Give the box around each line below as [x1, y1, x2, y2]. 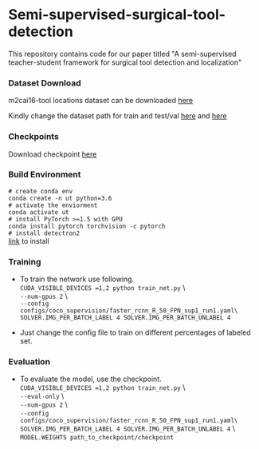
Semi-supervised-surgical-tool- [8, 6, 226, 24]
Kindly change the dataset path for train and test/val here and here [8, 111, 227, 121]
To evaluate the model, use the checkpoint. [19, 374, 162, 384]
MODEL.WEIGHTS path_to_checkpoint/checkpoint [19, 434, 174, 442]
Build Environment [8, 169, 81, 181]
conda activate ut [8, 208, 69, 217]
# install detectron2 [8, 229, 80, 237]
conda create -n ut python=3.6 [8, 194, 112, 202]
